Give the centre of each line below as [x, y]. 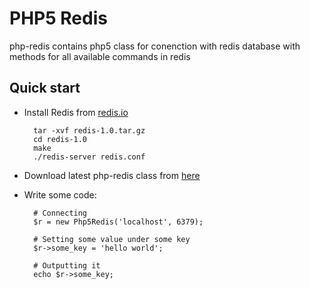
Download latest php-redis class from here [112, 175]
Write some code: [60, 194]
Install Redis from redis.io [76, 112]
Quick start [45, 88]
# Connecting [60, 213]
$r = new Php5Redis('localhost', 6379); [118, 222]
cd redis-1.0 [60, 139]
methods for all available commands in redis [100, 56]
